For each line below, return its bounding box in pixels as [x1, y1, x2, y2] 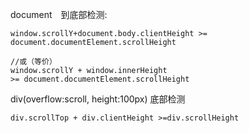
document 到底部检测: [10, 9, 108, 20]
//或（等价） [10, 57, 57, 67]
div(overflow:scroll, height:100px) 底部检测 [10, 93, 186, 105]
